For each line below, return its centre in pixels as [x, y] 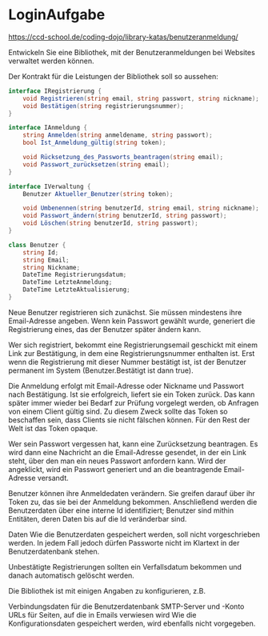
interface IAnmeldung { [48, 128]
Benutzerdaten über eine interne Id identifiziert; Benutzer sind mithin [121, 510]
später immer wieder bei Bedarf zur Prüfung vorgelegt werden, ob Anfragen [134, 402]
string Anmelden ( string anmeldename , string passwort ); [118, 135]
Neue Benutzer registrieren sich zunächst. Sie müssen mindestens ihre [125, 312]
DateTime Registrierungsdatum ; [75, 275]
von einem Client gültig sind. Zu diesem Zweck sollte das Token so [118, 411]
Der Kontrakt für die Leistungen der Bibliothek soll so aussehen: [113, 76]
